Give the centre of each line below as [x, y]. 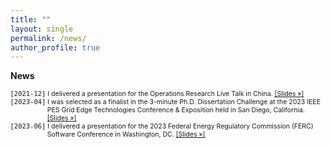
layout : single [42, 29]
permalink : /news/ [48, 38]
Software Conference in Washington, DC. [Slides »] [126, 135]
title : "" [31, 19]
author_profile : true [55, 47]
